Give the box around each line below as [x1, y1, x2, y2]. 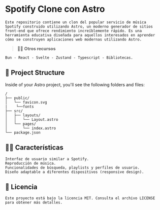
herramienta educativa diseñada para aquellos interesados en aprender [5, 33, 155, 37]
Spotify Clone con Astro [5, 3, 105, 15]
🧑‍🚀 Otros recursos [17, 45, 56, 51]
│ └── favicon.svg [5, 100, 48, 105]
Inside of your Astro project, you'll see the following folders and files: [5, 81, 145, 87]
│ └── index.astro [5, 126, 56, 131]
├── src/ [5, 108, 23, 113]
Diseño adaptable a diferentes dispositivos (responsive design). [5, 169, 144, 175]
